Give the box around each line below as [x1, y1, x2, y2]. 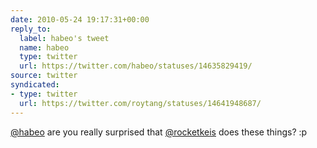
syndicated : [10, 80, 60, 90]
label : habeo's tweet [19, 33, 110, 43]
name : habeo [19, 42, 70, 53]
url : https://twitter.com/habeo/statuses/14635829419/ [19, 61, 253, 71]
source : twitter [10, 71, 78, 81]
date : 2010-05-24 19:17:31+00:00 [10, 14, 150, 25]
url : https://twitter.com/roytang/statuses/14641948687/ [19, 98, 262, 108]
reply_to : [10, 24, 52, 34]
